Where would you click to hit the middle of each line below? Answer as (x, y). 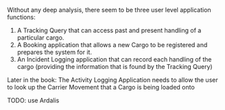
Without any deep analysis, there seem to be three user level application (109, 10)
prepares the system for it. (55, 52)
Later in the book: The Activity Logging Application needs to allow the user (113, 80)
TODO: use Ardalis (33, 100)
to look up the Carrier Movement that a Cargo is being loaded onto (101, 87)
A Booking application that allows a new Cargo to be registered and (112, 45)
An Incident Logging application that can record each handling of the (114, 59)
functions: (21, 17)
